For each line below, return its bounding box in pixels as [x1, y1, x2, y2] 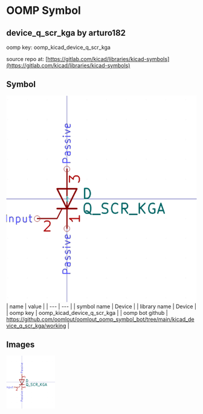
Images [6, 340, 35, 350]
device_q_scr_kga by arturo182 [6, 28, 126, 38]
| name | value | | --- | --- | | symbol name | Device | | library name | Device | [6, 303, 196, 310]
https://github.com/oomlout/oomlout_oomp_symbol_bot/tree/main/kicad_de [6, 315, 195, 323]
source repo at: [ [6, 56, 48, 62]
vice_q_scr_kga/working [6, 322, 66, 329]
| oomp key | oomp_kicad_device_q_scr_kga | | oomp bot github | [6, 309, 168, 316]
